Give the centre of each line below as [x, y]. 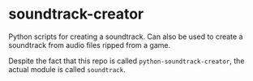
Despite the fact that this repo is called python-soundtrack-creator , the [126, 61]
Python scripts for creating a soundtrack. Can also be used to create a [126, 36]
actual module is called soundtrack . [67, 69]
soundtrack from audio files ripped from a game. [90, 45]
